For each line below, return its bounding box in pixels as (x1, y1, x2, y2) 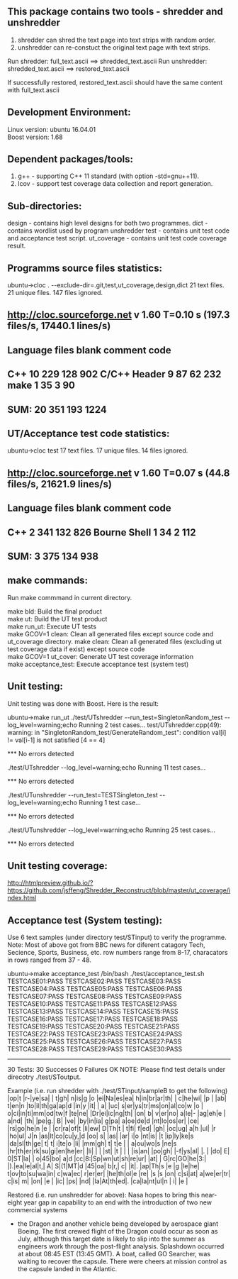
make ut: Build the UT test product (7, 614, 108, 623)
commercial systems (7, 1206, 68, 1214)
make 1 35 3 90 (7, 380, 76, 392)
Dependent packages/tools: (7, 153, 133, 165)
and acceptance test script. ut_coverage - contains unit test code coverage (7, 234, 227, 243)
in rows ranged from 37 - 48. (7, 956, 92, 964)
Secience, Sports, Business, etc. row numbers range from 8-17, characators (7, 948, 228, 957)
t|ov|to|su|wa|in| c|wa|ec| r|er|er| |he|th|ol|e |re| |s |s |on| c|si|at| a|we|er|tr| (7, 1170, 231, 1178)
